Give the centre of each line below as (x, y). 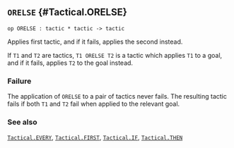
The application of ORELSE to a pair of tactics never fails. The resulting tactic (117, 97)
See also (22, 122)
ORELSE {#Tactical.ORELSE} (67, 12)
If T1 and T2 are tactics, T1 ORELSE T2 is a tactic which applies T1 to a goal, (115, 55)
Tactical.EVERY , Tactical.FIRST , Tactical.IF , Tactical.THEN (95, 137)
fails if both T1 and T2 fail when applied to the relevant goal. (94, 104)
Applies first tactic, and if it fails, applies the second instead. (95, 42)
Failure (19, 81)
